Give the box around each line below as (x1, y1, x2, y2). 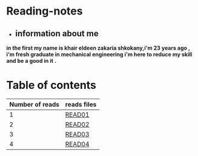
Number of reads (9, 100, 59, 108)
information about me (15, 28, 99, 39)
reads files (65, 100, 97, 108)
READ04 (65, 140, 90, 148)
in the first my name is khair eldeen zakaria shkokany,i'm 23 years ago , (6, 44, 190, 51)
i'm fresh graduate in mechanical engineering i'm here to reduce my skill (6, 51, 193, 58)
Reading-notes (6, 4, 83, 18)
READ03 (65, 130, 90, 138)
